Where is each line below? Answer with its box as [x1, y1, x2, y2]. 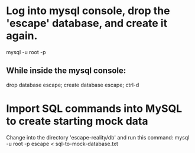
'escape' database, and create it [6, 16, 167, 30]
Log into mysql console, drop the [6, 4, 170, 18]
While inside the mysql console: [6, 66, 126, 76]
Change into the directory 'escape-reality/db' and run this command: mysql [6, 134, 190, 141]
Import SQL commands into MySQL [6, 102, 182, 115]
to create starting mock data [6, 114, 148, 128]
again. [6, 29, 38, 42]
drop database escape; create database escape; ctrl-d [6, 81, 139, 88]
